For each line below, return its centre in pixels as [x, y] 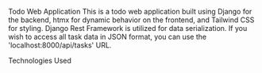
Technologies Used [40, 60]
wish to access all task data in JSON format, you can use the [108, 36]
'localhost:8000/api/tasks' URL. [60, 45]
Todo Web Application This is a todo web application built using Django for [130, 12]
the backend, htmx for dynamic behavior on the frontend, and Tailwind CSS [131, 20]
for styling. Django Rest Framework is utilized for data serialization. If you [128, 28]
